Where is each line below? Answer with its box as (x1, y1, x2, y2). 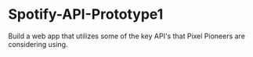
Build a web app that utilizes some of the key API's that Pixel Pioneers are (8, 31, 245, 41)
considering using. (8, 39, 68, 48)
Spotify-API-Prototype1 (8, 5, 164, 23)
